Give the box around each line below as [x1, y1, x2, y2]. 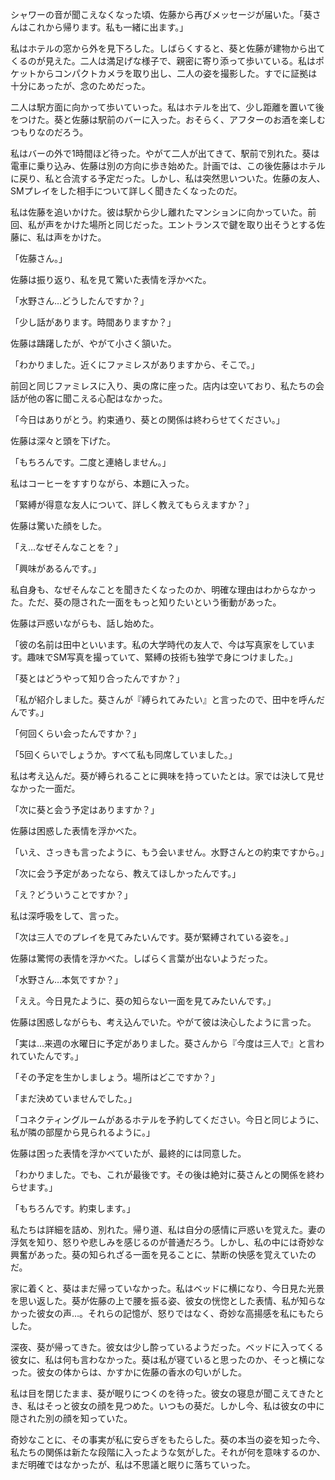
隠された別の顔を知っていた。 [10, 1413, 133, 1424]
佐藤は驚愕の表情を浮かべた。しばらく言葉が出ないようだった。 [10, 953, 273, 964]
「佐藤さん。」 [10, 253, 68, 264]
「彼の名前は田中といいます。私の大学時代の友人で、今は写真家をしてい [10, 639, 307, 650]
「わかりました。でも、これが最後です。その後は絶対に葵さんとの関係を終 [10, 1169, 317, 1180]
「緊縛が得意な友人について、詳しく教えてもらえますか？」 [10, 499, 255, 510]
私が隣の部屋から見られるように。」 [10, 1126, 155, 1138]
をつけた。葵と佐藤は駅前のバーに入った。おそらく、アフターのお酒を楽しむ [10, 114, 326, 125]
